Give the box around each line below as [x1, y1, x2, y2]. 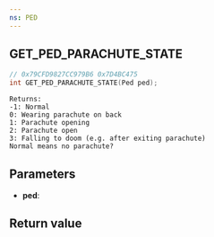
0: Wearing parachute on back [9, 110, 123, 119]
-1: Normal [9, 102, 50, 112]
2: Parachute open [9, 127, 78, 136]
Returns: [9, 95, 42, 104]
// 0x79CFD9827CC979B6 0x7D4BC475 [9, 70, 139, 79]
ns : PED [9, 13, 39, 22]
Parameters [9, 166, 76, 181]
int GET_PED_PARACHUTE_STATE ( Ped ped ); [9, 78, 158, 88]
